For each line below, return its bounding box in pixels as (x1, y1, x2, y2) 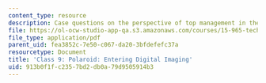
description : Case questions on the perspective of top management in (8, 19, 246, 27)
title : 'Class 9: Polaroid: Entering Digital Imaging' (8, 56, 193, 64)
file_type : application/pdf (8, 33, 101, 42)
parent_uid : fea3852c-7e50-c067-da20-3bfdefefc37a (8, 41, 179, 49)
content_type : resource (8, 11, 87, 20)
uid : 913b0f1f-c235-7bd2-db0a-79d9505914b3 (8, 63, 154, 71)
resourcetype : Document (8, 48, 87, 56)
